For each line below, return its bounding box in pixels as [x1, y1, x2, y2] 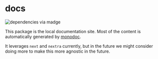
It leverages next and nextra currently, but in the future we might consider [5, 43, 153, 49]
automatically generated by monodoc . [5, 34, 81, 39]
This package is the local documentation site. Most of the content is [5, 28, 141, 34]
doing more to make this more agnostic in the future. [5, 48, 110, 54]
